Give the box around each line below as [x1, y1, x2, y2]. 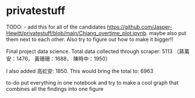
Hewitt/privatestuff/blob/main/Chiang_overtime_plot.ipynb [6, 29, 147, 36]
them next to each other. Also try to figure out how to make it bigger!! [6, 36, 173, 43]
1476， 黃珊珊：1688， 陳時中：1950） [16, 55, 111, 62]
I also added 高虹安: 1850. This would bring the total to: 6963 [6, 67, 154, 74]
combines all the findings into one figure [6, 85, 104, 92]
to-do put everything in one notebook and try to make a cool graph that [6, 79, 179, 86]
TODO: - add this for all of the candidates [6, 23, 106, 30]
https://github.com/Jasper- [107, 23, 173, 30]
